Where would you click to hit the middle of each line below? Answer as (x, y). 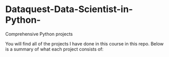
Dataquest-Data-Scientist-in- (69, 9)
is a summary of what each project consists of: (54, 49)
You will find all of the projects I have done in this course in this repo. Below (84, 43)
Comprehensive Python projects (39, 34)
